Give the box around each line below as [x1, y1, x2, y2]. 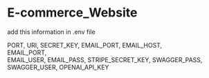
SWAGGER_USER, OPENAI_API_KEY [7, 63, 109, 71]
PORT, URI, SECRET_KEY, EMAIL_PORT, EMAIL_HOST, [7, 41, 163, 49]
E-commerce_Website [7, 5, 138, 21]
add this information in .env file [7, 28, 96, 36]
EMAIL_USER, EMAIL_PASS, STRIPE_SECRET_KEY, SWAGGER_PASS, [7, 55, 203, 64]
